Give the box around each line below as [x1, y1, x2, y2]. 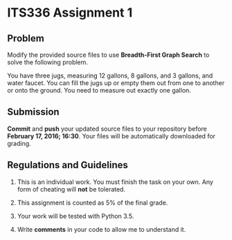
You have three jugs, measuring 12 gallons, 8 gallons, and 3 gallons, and [7, 71, 213, 80]
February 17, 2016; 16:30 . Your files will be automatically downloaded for [7, 131, 216, 140]
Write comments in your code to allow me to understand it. [17, 225, 186, 233]
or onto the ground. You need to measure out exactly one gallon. [7, 86, 192, 94]
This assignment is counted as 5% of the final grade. [17, 199, 168, 207]
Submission [7, 106, 60, 118]
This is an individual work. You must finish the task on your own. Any [17, 178, 213, 186]
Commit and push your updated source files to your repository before [7, 124, 208, 133]
